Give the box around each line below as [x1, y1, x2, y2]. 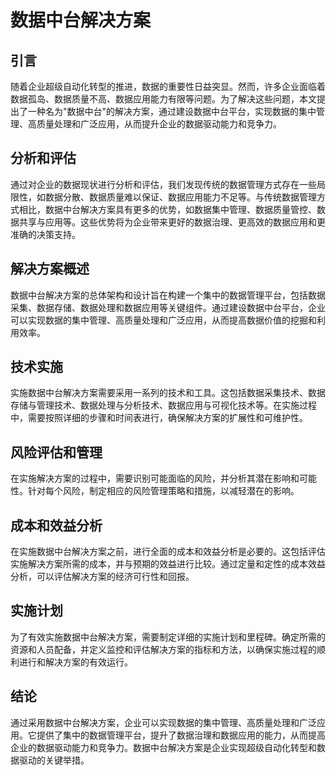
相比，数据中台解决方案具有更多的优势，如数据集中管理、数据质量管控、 [18, 203, 317, 215]
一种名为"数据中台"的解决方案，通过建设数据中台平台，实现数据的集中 [27, 106, 317, 117]
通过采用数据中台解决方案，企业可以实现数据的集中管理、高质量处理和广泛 [10, 716, 317, 728]
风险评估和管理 [10, 444, 103, 461]
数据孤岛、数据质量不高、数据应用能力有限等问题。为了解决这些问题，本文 [10, 93, 317, 105]
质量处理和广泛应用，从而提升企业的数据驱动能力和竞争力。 [36, 118, 282, 130]
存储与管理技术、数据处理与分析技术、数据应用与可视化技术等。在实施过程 [10, 399, 317, 411]
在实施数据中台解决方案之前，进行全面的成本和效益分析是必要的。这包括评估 [10, 546, 326, 558]
